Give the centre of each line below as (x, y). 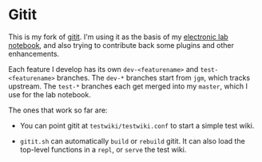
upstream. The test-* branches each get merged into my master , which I (128, 86)
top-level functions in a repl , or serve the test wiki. (103, 149)
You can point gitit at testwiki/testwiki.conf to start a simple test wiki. (137, 125)
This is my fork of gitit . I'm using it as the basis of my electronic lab (119, 37)
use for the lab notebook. (50, 94)
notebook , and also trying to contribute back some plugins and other (121, 45)
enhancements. (34, 53)
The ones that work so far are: (58, 110)
